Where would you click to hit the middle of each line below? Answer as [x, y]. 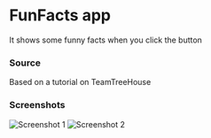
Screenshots [37, 105]
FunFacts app [60, 15]
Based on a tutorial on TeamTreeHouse [80, 82]
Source [25, 63]
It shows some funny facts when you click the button [105, 40]
